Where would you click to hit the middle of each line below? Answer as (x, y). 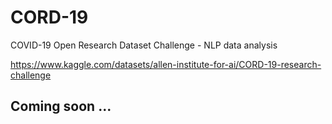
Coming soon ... (61, 106)
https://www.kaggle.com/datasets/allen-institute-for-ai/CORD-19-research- (166, 64)
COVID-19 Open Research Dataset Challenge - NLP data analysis (144, 45)
